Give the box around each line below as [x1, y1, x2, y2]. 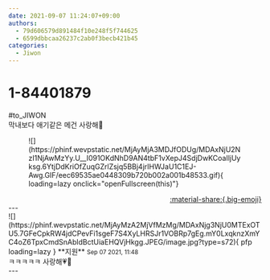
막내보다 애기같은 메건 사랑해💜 [8, 120, 104, 130]
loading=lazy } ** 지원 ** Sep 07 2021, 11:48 [8, 246, 139, 256]
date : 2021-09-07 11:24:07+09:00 [8, 11, 121, 20]
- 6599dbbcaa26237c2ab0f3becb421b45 [15, 34, 138, 43]
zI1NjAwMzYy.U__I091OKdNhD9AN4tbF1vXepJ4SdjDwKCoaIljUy [28, 153, 241, 163]
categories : [8, 42, 48, 50]
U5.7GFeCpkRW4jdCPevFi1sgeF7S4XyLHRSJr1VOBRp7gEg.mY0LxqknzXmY [8, 229, 260, 238]
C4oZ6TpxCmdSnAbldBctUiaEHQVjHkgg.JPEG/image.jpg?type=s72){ [8, 237, 239, 246]
